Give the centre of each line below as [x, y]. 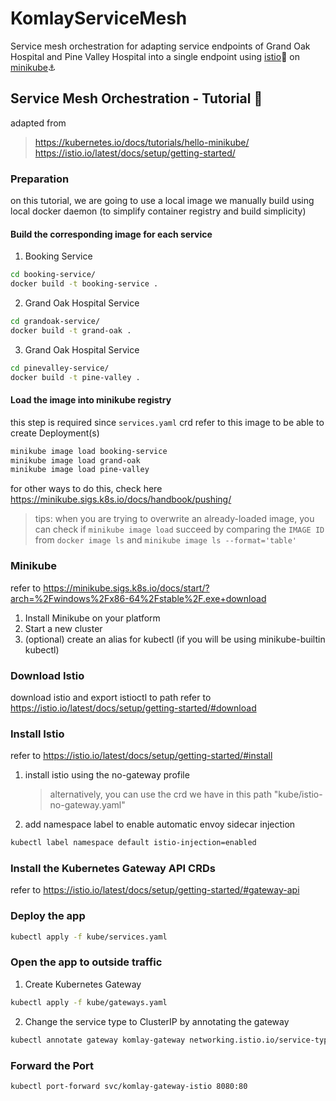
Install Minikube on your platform [92, 618]
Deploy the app [48, 916]
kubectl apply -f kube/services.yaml [89, 937]
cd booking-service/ [53, 275]
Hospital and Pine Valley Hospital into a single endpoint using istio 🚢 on [155, 56]
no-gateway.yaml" [87, 805]
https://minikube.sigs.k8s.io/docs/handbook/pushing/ [121, 499]
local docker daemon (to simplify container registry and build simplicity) [158, 211]
